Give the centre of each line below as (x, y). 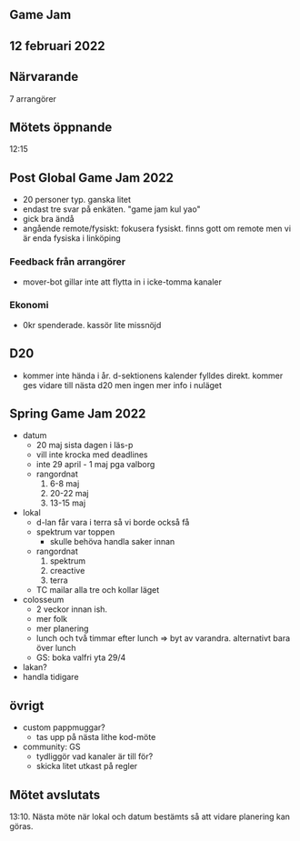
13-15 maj (68, 503)
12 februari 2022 (57, 46)
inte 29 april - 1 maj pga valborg (95, 465)
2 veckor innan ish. (71, 609)
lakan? (35, 667)
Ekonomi (29, 305)
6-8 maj (65, 484)
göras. (21, 826)
